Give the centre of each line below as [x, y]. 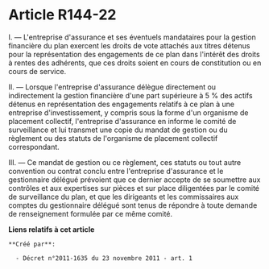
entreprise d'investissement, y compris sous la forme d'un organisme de [128, 112]
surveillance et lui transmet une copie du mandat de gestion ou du [118, 130]
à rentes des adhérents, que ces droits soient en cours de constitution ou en [135, 63]
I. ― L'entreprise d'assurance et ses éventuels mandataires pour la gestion [132, 37]
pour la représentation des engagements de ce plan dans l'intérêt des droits [134, 54]
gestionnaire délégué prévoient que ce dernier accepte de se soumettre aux [134, 180]
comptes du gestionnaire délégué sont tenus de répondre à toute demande [133, 205]
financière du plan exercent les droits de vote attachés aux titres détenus [129, 45]
